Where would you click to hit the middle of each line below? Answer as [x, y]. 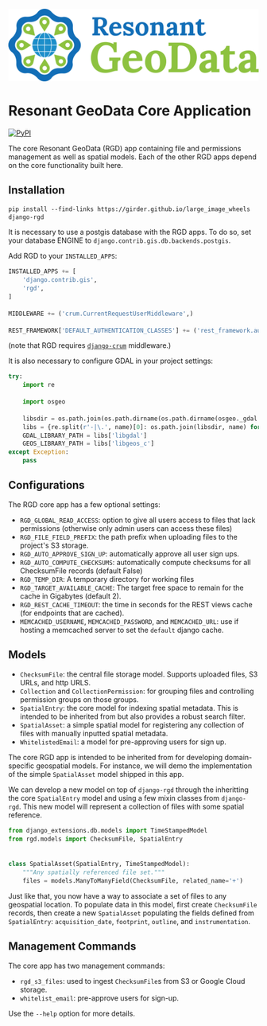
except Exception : [39, 452]
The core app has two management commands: [87, 966]
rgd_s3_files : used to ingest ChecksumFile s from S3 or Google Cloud [132, 981]
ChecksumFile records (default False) [81, 571]
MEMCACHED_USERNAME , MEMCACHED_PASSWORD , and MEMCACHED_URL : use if [129, 621]
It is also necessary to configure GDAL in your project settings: [110, 361]
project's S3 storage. [54, 545]
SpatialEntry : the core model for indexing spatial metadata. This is [129, 708]
